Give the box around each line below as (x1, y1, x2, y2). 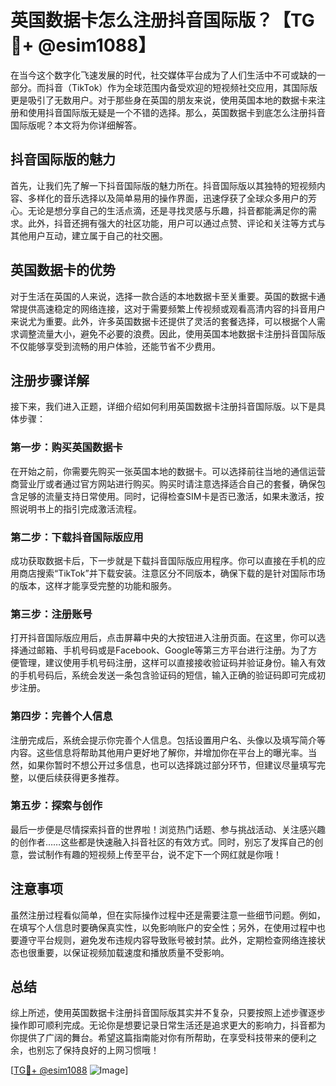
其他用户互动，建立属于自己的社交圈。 (10, 229, 168, 241)
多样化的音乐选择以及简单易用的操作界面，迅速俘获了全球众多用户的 (27, 192, 308, 204)
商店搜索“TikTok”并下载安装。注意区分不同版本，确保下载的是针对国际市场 (18, 567, 326, 579)
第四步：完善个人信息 (10, 709, 113, 723)
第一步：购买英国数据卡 (10, 441, 123, 455)
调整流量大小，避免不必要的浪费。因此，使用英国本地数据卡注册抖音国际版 (18, 327, 326, 340)
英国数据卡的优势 (10, 262, 116, 279)
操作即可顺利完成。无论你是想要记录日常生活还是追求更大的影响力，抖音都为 (10, 1019, 326, 1031)
